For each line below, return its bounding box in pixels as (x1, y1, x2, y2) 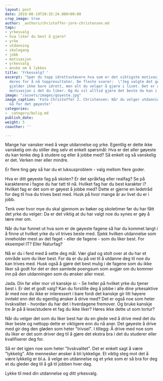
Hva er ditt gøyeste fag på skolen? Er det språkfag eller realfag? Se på (5, 176, 145, 182)
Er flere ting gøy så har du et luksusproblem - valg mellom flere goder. (5, 167, 146, 173)
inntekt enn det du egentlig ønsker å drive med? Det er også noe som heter (5, 296, 155, 302)
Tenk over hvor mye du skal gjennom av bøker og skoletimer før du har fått (5, 206, 154, 212)
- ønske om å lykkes (5, 66, 47, 71)
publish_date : (5, 115, 34, 120)
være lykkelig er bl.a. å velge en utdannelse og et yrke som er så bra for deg (5, 356, 158, 362)
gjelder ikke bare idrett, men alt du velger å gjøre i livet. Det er (9, 83, 155, 89)
